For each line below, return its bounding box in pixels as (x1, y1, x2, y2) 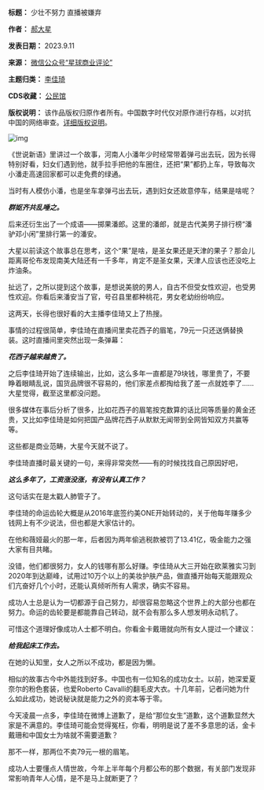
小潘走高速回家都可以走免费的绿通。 (8, 169, 126, 178)
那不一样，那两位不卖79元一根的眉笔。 (8, 747, 134, 756)
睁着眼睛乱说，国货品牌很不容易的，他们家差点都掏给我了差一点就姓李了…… (8, 379, 255, 388)
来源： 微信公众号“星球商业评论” (8, 58, 113, 67)
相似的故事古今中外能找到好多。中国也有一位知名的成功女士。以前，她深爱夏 (8, 674, 256, 683)
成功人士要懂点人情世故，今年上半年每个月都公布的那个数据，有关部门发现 (8, 764, 249, 773)
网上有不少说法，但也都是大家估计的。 (14, 518, 139, 527)
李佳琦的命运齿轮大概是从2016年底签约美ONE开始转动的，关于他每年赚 (8, 509, 238, 517)
